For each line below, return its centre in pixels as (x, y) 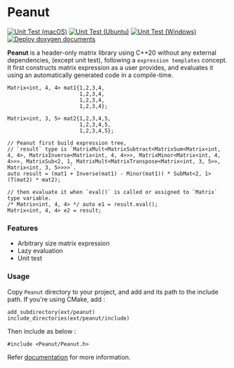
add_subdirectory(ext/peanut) (51, 312)
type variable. (29, 198)
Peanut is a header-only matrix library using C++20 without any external (112, 53)
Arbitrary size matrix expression (63, 243)
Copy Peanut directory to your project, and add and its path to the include (113, 292)
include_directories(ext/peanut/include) (69, 318)
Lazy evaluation (40, 251)
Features (23, 228)
